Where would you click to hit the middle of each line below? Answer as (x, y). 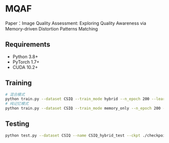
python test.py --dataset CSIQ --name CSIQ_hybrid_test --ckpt (73, 135)
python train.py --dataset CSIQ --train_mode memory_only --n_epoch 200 (83, 108)
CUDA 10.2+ (25, 67)
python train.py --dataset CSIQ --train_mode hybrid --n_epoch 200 (77, 99)
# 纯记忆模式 (17, 104)
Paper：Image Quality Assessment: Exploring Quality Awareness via (76, 23)
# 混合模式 (15, 94)
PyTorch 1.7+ (26, 62)
